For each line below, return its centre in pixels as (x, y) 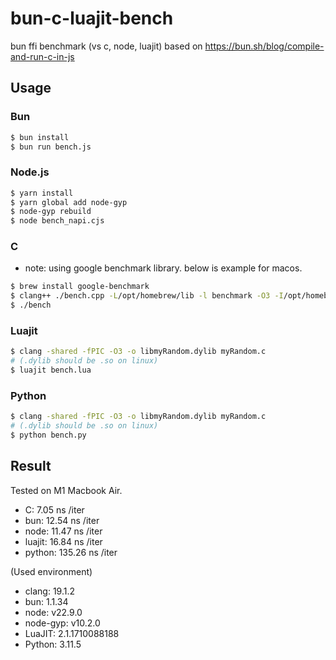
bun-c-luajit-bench (92, 18)
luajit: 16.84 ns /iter (63, 541)
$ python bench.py (48, 435)
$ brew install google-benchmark (80, 287)
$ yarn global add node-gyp (69, 202)
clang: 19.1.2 (49, 591)
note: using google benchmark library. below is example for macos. (163, 268)
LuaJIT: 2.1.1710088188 (72, 633)
